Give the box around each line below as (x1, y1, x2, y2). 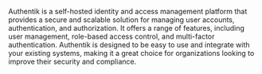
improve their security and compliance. (8, 57, 137, 66)
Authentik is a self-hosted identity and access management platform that (8, 7, 248, 16)
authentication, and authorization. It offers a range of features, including (8, 24, 244, 32)
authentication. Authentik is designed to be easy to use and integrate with (8, 40, 250, 50)
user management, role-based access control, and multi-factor (8, 31, 215, 41)
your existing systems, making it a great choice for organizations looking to (8, 49, 255, 57)
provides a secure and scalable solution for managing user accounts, (8, 15, 235, 24)
